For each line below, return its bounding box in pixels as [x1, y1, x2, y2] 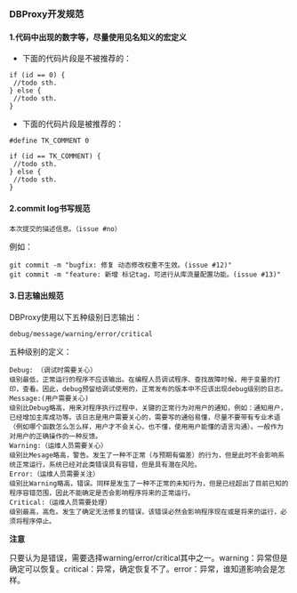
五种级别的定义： [9, 346, 72, 357]
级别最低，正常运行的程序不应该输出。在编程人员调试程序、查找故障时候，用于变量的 [9, 375, 274, 384]
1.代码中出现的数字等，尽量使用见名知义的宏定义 [9, 31, 187, 42]
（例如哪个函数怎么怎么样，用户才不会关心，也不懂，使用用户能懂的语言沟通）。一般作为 [9, 422, 285, 431]
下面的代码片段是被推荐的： [21, 118, 124, 130]
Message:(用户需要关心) [9, 394, 89, 403]
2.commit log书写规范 [9, 203, 91, 213]
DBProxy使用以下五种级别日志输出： [9, 311, 142, 322]
